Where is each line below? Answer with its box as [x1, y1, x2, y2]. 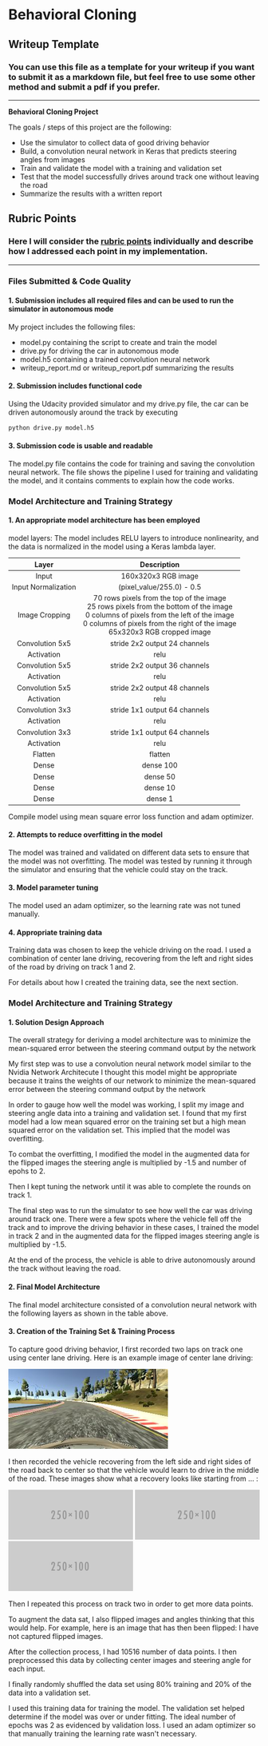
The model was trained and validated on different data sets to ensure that [8, 847, 250, 857]
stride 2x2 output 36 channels [110, 661, 210, 670]
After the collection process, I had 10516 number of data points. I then [8, 1647, 238, 1657]
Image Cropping [17, 610, 71, 620]
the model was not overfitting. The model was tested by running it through [8, 856, 253, 866]
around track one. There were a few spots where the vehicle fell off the [8, 1214, 242, 1224]
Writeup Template [8, 38, 100, 51]
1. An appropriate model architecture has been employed [8, 515, 201, 525]
